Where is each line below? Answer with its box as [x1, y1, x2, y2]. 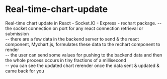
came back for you [5, 67, 44, 73]
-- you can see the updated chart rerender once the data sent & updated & [5, 62, 160, 68]
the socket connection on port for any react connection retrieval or [5, 25, 143, 31]
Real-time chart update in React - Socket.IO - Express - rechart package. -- [5, 20, 162, 26]
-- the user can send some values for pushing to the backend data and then [5, 51, 162, 58]
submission [5, 30, 29, 36]
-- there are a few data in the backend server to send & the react [5, 36, 139, 42]
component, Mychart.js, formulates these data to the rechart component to [5, 41, 160, 47]
